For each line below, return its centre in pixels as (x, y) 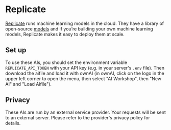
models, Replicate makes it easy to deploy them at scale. (65, 34)
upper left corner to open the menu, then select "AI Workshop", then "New (83, 78)
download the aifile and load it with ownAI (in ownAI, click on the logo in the (85, 73)
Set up (16, 50)
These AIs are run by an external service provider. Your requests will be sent (86, 112)
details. (13, 123)
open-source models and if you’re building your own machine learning (79, 28)
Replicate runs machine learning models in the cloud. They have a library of (85, 23)
